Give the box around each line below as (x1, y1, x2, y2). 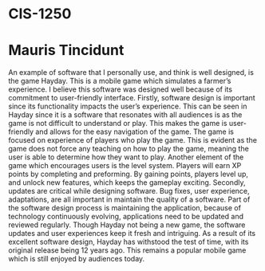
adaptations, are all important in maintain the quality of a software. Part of (8, 194, 251, 204)
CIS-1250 (8, 5, 72, 23)
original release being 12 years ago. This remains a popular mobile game (8, 245, 247, 255)
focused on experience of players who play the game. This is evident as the (8, 135, 258, 145)
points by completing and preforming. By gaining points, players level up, (8, 169, 249, 179)
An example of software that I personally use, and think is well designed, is (8, 68, 254, 77)
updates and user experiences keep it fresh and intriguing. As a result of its (8, 229, 256, 238)
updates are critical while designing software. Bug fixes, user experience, (8, 187, 250, 196)
